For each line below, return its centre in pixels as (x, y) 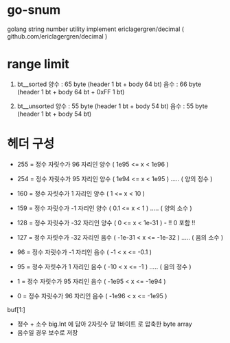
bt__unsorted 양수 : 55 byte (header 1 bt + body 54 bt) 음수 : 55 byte (112, 106)
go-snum (34, 10)
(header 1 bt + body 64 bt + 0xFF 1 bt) (71, 92)
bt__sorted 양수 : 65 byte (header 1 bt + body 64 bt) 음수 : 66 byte (109, 84)
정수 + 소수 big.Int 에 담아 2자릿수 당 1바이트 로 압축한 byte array (104, 324)
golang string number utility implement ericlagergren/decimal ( (95, 29)
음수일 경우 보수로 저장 (47, 332)
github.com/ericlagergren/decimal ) (57, 36)
